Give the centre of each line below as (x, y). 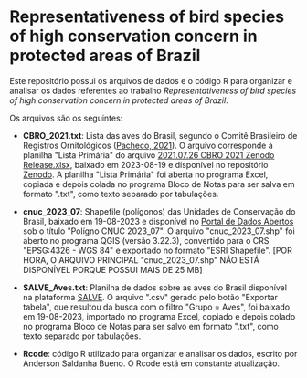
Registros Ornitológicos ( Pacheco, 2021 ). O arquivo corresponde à (148, 145)
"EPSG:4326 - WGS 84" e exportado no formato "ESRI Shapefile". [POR (157, 250)
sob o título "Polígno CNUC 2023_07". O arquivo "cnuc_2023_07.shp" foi (159, 231)
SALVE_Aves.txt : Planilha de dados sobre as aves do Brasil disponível (155, 287)
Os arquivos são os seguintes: (66, 118)
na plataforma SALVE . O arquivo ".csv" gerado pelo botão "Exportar (150, 297)
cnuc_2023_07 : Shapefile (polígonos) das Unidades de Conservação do (159, 211)
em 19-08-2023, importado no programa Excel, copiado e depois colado (159, 316)
